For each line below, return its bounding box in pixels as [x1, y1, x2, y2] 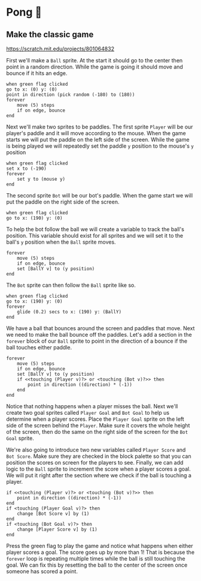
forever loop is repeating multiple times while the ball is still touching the [6, 555, 185, 562]
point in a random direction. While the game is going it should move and [6, 63, 184, 70]
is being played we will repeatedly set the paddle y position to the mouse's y [6, 142, 194, 149]
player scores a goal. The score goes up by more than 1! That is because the [6, 549, 195, 556]
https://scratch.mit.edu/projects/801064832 [6, 45, 115, 52]
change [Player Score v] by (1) [17, 526, 98, 532]
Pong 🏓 [6, 5, 42, 19]
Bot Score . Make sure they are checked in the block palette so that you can [6, 453, 191, 460]
